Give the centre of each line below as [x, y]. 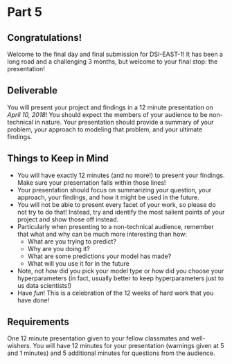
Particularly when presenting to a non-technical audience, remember [116, 226]
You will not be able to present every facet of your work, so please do [116, 204]
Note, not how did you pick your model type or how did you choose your [121, 271]
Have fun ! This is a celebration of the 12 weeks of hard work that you [115, 293]
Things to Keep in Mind [58, 159]
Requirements [38, 322]
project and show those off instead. [68, 219]
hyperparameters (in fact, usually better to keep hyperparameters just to [120, 278]
